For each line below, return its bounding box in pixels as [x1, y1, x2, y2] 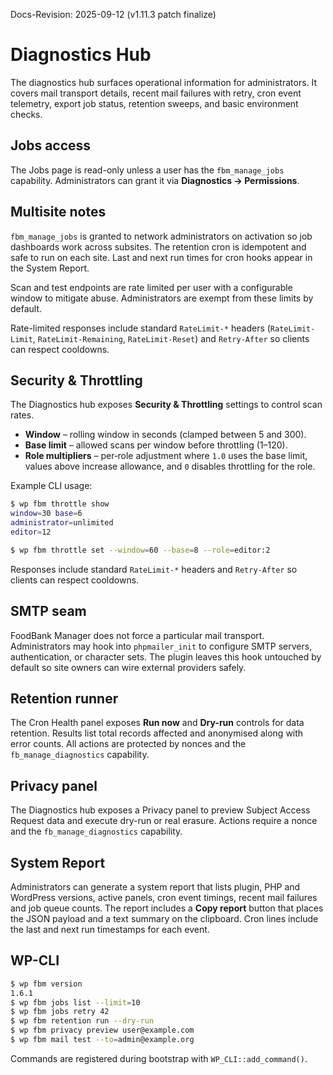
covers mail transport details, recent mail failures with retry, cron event [10, 87, 302, 99]
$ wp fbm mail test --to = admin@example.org [10, 1035, 195, 1045]
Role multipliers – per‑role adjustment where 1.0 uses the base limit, [24, 450, 308, 462]
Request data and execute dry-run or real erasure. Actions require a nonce [10, 815, 318, 827]
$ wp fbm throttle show [10, 499, 110, 509]
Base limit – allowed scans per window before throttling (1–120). [24, 439, 288, 451]
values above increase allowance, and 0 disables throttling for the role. [24, 460, 316, 473]
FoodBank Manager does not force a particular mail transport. [10, 629, 265, 641]
